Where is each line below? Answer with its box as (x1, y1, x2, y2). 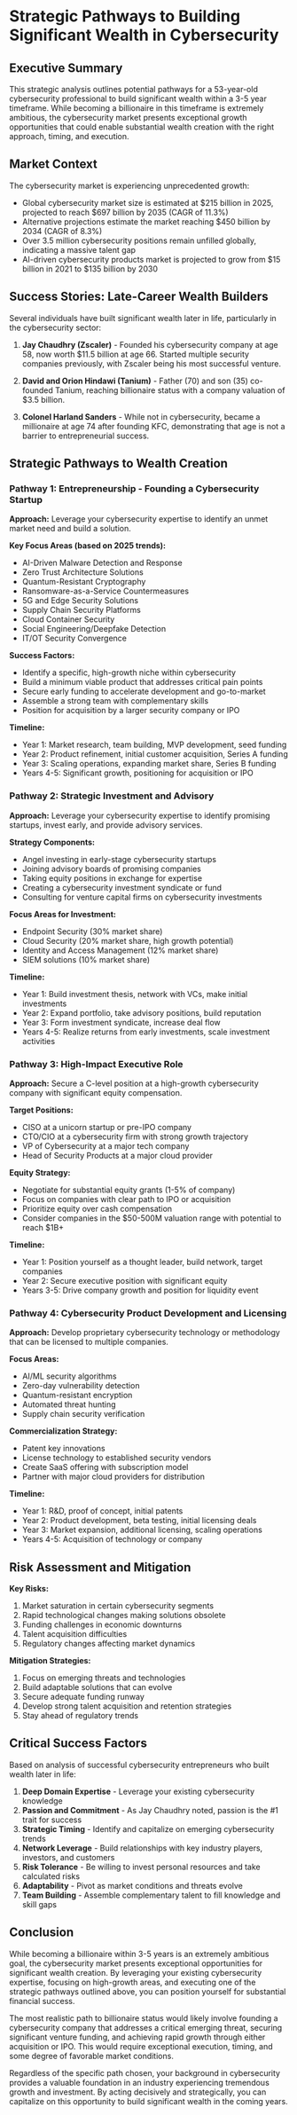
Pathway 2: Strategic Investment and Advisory (9, 790, 215, 802)
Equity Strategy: (9, 1167, 71, 1177)
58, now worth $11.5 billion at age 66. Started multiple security (21, 349, 250, 359)
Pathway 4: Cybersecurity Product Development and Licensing (9, 1307, 287, 1319)
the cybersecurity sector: (9, 322, 102, 333)
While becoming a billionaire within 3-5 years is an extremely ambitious (9, 1948, 270, 1959)
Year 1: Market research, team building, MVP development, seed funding (21, 739, 287, 751)
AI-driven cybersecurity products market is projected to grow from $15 (21, 254, 281, 264)
